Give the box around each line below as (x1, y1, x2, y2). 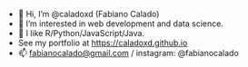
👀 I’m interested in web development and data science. (17, 18, 224, 29)
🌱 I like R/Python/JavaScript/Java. (17, 28, 145, 38)
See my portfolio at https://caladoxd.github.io (17, 37, 188, 48)
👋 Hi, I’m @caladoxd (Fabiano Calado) (17, 9, 160, 19)
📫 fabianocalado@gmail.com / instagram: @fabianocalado (17, 48, 239, 58)
